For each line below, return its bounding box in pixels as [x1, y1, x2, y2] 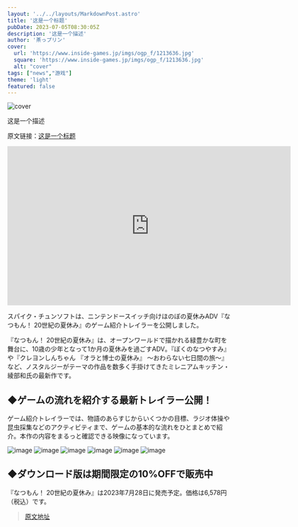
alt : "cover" [13, 63, 52, 70]
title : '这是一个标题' [7, 17, 68, 24]
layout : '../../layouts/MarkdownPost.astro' [7, 10, 141, 18]
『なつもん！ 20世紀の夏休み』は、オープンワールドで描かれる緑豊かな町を [7, 336, 228, 344]
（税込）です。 [7, 497, 51, 506]
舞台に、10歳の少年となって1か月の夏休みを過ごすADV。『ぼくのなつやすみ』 [7, 344, 230, 354]
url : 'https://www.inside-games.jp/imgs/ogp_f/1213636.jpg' [13, 50, 195, 57]
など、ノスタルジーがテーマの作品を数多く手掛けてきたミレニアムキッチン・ [7, 362, 230, 371]
